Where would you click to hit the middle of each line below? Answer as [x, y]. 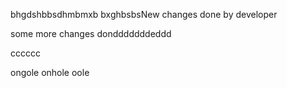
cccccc [25, 53]
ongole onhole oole [50, 72]
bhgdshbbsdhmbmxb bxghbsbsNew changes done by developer [144, 14]
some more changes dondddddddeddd [91, 33]
